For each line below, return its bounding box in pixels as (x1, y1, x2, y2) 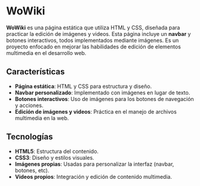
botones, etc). (14, 166, 50, 174)
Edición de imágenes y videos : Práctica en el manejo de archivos (14, 108, 177, 115)
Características (6, 67, 65, 77)
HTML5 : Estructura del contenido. (14, 148, 99, 155)
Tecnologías (6, 132, 53, 142)
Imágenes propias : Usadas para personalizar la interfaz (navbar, (14, 160, 174, 167)
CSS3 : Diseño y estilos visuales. (14, 154, 94, 161)
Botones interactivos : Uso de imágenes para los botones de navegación (14, 95, 194, 102)
